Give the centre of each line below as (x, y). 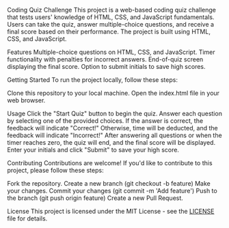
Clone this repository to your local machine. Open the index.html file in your (113, 93)
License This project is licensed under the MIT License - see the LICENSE (111, 211)
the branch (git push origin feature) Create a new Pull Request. (95, 198)
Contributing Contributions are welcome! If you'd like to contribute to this (110, 163)
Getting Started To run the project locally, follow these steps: (92, 80)
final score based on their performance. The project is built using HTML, (109, 31)
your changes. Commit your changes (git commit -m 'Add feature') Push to (112, 191)
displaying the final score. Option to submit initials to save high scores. (107, 67)
